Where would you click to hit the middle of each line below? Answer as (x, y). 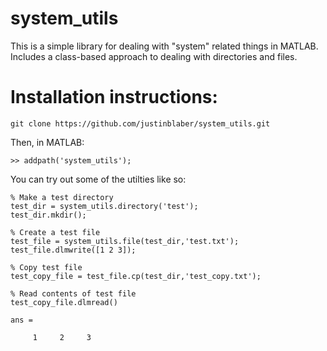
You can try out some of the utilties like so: (98, 179)
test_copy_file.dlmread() (64, 302)
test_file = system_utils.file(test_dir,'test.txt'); (125, 241)
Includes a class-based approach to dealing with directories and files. (154, 56)
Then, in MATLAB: (47, 142)
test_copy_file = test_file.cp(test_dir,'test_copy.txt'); (136, 276)
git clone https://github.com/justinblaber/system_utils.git (140, 123)
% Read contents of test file (73, 293)
